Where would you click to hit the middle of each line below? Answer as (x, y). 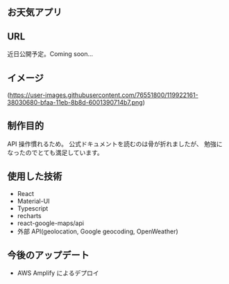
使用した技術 (35, 176)
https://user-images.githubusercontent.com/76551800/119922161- (104, 95)
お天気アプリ (35, 12)
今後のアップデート (48, 255)
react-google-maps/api (51, 223)
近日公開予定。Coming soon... (50, 54)
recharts (29, 215)
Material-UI (33, 201)
